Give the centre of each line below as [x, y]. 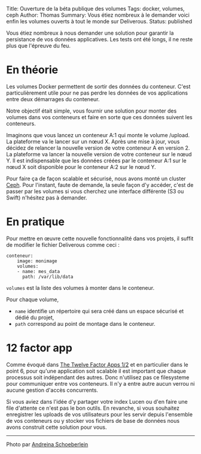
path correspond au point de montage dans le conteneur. [85, 323]
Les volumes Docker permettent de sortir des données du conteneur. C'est [98, 86]
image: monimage [37, 261]
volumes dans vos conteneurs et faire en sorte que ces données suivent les [99, 117]
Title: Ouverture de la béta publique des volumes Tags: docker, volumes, [95, 9]
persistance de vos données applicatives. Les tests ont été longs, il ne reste [100, 39]
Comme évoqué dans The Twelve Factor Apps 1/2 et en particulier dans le [97, 364]
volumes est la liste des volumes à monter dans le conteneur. [80, 287]
